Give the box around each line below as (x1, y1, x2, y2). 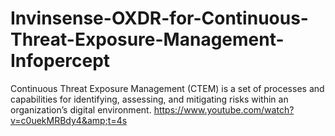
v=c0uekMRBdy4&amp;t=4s (10, 114, 128, 126)
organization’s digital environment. (10, 103, 152, 116)
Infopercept (10, 50, 111, 72)
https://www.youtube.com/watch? (153, 103, 295, 116)
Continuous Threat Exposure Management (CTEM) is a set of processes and (10, 82, 325, 94)
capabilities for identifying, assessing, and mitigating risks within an (10, 93, 289, 105)
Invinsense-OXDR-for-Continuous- (10, 7, 309, 30)
